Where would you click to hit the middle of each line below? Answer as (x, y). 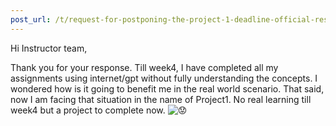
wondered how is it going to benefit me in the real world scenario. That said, (167, 88)
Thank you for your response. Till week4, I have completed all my (144, 67)
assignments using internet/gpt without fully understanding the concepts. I (164, 78)
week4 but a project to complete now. (88, 110)
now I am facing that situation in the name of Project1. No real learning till (161, 99)
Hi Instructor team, (49, 48)
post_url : (31, 19)
